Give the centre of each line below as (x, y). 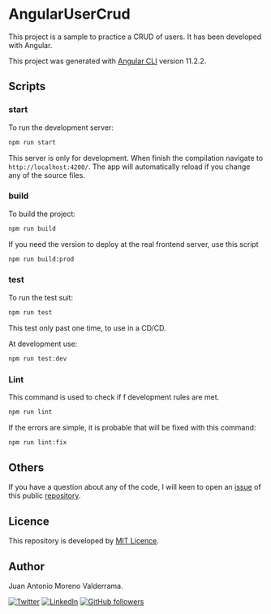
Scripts (27, 86)
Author (26, 566)
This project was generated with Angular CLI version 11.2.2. (108, 61)
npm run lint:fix (38, 442)
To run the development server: (61, 128)
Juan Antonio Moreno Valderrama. (66, 586)
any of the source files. (47, 175)
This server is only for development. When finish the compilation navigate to (136, 158)
